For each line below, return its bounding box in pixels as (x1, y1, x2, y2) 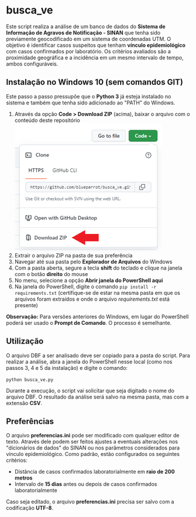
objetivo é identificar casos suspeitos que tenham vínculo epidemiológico (6, 42, 185, 49)
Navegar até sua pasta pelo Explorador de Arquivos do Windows (14, 258, 173, 265)
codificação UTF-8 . (6, 505, 54, 512)
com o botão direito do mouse (14, 270, 88, 277)
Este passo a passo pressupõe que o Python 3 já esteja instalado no (6, 93, 171, 100)
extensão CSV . (6, 399, 43, 406)
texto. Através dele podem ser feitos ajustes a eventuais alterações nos (6, 438, 178, 445)
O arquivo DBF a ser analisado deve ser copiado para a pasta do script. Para (6, 352, 190, 359)
